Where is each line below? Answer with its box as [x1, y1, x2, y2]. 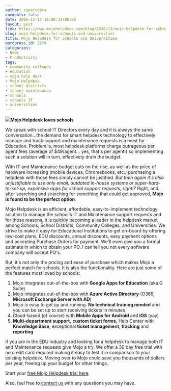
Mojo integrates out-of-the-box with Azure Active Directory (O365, [12, 291, 155, 297]
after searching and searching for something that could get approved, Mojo [5, 191, 164, 197]
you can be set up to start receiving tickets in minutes [12, 307, 126, 314]
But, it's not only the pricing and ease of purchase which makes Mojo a [5, 259, 154, 266]
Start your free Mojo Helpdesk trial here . [5, 370, 90, 376]
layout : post [5, 21, 33, 27]
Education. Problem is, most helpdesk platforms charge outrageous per [5, 143, 155, 149]
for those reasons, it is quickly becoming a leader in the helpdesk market [5, 217, 158, 223]
